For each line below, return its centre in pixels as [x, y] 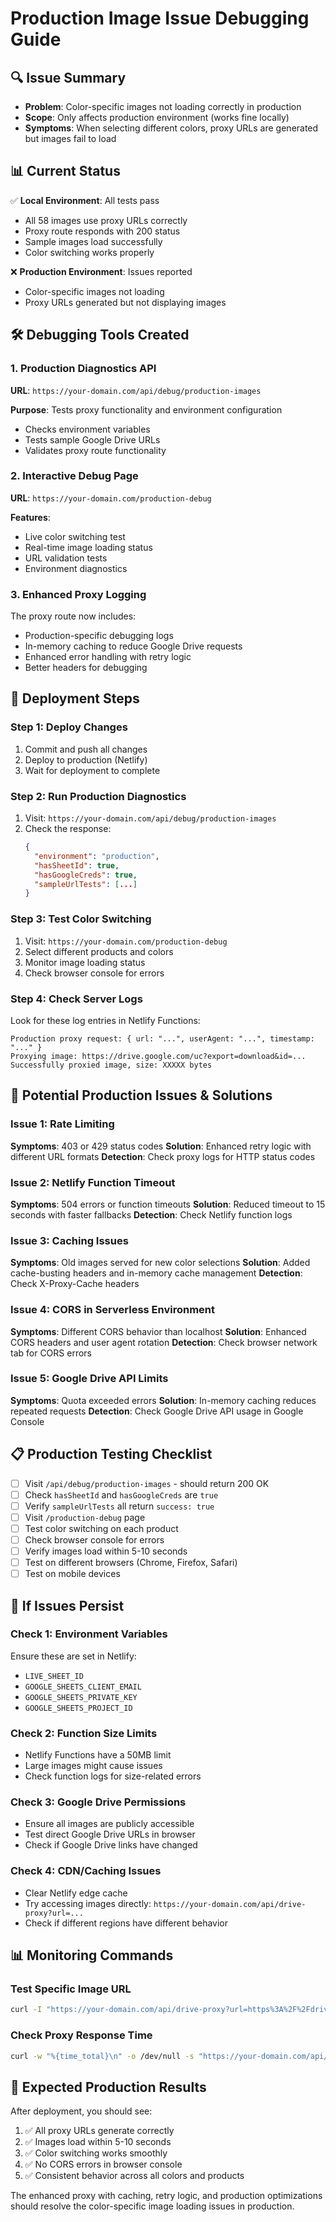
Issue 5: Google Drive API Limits [89, 1379]
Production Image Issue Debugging [160, 18]
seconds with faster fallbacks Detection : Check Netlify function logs [151, 1214]
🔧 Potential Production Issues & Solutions [141, 1095]
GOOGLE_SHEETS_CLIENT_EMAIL [83, 1687]
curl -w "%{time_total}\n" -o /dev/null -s [102, 2056]
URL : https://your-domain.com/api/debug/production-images [136, 390]
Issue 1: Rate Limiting [62, 1124]
